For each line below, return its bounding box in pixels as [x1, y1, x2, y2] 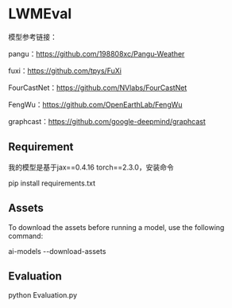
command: [8, 231, 44, 240]
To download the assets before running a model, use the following [8, 222, 225, 232]
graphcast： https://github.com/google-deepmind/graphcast [8, 116, 206, 126]
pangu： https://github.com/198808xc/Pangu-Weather [8, 49, 185, 58]
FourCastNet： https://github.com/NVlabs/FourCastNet [8, 83, 188, 92]
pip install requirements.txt [8, 178, 96, 188]
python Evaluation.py [8, 290, 78, 300]
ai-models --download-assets [8, 246, 106, 255]
